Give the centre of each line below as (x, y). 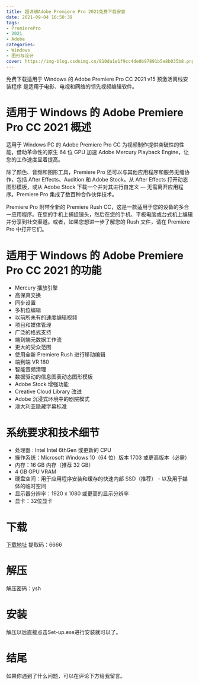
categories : (21, 45)
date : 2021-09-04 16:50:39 (39, 17)
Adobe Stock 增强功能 (42, 384)
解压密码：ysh (24, 588)
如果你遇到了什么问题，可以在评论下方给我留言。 (66, 676)
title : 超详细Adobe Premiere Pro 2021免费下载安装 (66, 12)
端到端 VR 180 (32, 362)
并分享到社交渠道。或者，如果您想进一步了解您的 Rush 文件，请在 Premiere (98, 222)
